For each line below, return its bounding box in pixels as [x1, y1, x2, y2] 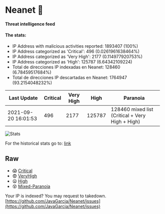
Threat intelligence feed [5, 21, 55, 27]
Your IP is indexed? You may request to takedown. [5, 193, 107, 199]
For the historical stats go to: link [5, 140, 71, 146]
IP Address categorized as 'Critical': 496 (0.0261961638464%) [12, 48, 140, 54]
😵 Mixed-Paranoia [12, 183, 51, 189]
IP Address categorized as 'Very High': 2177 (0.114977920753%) [12, 54, 143, 60]
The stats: [5, 32, 27, 38]
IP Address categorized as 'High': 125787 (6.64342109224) [12, 59, 133, 64]
